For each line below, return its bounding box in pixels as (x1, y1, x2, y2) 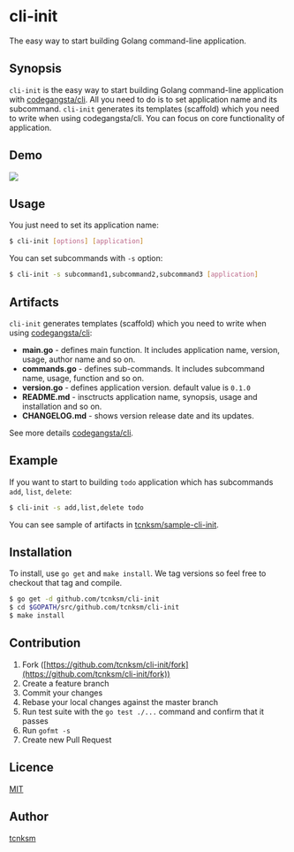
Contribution (9, 635, 81, 651)
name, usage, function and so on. (21, 372, 144, 383)
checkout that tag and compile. (9, 578, 123, 588)
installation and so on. (21, 401, 102, 411)
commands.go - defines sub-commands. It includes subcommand (21, 363, 265, 373)
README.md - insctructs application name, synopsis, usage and (21, 391, 258, 402)
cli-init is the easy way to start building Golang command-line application (9, 84, 284, 95)
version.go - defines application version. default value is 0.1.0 (21, 382, 252, 393)
